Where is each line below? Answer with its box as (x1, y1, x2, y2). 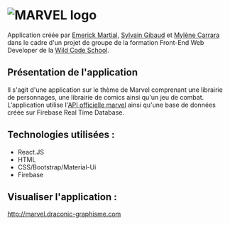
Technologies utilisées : (7, 129, 115, 141)
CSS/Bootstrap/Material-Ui (17, 162, 97, 171)
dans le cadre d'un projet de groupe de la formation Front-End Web (7, 38, 204, 46)
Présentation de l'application (7, 66, 138, 78)
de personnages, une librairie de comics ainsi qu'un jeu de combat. (7, 93, 204, 101)
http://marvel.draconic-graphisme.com (7, 210, 121, 219)
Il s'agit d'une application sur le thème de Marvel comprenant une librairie (7, 85, 224, 94)
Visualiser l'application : (7, 191, 117, 203)
